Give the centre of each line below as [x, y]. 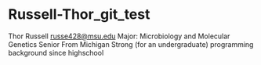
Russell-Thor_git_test [79, 14]
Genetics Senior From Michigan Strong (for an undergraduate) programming [131, 44]
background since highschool [56, 52]
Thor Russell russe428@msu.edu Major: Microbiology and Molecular [119, 36]
